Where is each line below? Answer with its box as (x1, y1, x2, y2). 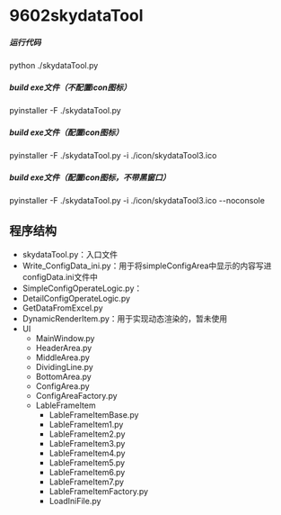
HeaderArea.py (35, 342, 92, 353)
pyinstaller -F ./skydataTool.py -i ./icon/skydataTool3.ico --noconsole (9, 195, 265, 206)
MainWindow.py (35, 332, 95, 343)
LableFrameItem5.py (48, 456, 126, 468)
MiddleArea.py (35, 352, 90, 363)
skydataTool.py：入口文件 (22, 248, 119, 259)
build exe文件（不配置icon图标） (9, 82, 132, 93)
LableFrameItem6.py (48, 466, 126, 477)
